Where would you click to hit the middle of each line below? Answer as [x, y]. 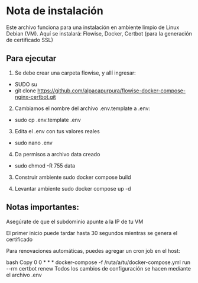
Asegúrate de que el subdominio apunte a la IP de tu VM [75, 221]
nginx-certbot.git [35, 97]
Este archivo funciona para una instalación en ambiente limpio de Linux [93, 27]
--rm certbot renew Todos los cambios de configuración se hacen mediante [98, 268]
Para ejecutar [31, 58]
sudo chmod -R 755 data [45, 165]
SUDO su [26, 84]
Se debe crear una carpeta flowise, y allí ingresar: [75, 73]
